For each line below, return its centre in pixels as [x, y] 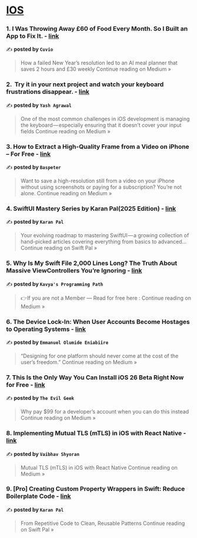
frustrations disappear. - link [48, 92]
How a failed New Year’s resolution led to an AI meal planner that [99, 63]
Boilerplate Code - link [39, 496]
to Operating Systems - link [46, 329]
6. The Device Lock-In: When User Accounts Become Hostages [98, 322]
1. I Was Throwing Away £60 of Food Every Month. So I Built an [97, 29]
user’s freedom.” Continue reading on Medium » [79, 362]
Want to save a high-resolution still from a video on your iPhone [97, 181]
